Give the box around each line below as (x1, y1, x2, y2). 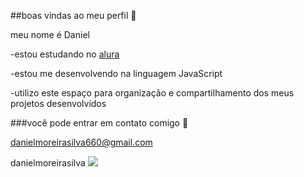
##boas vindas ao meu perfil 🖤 (10, 10, 137, 21)
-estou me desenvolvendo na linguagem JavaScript (10, 68, 223, 79)
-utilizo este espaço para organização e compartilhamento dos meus (10, 87, 295, 99)
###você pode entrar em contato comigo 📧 (10, 117, 189, 129)
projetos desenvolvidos (10, 98, 107, 109)
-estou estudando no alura (10, 48, 120, 60)
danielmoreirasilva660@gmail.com (10, 136, 153, 148)
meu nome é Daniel (10, 29, 90, 40)
